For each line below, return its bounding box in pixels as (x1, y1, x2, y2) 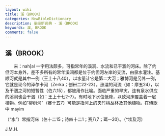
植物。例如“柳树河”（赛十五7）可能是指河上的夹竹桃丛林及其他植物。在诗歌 (5, 100, 158, 106)
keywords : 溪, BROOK (5, 25, 47, 30)
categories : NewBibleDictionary (5, 16, 71, 21)
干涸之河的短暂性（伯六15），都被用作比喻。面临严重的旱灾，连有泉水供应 (9, 88, 158, 93)
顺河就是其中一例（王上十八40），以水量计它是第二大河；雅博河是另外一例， (5, 75, 159, 81)
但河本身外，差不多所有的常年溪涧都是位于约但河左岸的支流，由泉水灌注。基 (5, 69, 160, 75)
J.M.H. (5, 126, 19, 132)
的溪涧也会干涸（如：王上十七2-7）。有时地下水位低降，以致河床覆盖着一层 (5, 93, 156, 99)
